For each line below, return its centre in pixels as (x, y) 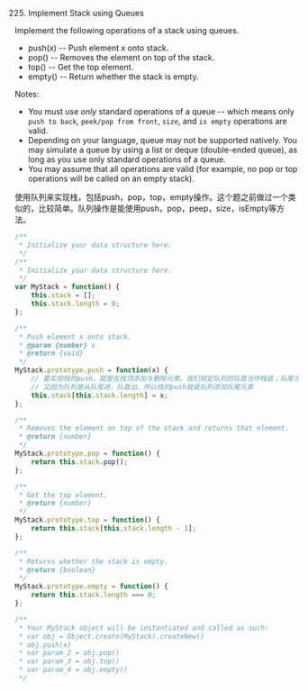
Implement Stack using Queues (86, 13)
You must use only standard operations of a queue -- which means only (161, 111)
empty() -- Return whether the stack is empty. (113, 77)
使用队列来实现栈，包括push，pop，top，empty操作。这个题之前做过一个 (152, 197)
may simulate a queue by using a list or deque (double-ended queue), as (163, 150)
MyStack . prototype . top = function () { (87, 520)
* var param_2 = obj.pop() (69, 653)
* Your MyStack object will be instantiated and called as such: (144, 628)
